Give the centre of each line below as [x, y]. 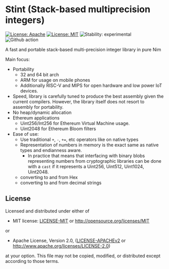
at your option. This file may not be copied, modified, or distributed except [83, 256]
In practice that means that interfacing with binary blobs [86, 156]
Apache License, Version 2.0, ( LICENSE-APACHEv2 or [69, 241]
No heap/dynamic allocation [42, 112]
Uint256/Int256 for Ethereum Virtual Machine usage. [75, 123]
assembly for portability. [38, 107]
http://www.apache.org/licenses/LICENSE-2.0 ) [61, 246]
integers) [25, 20]
